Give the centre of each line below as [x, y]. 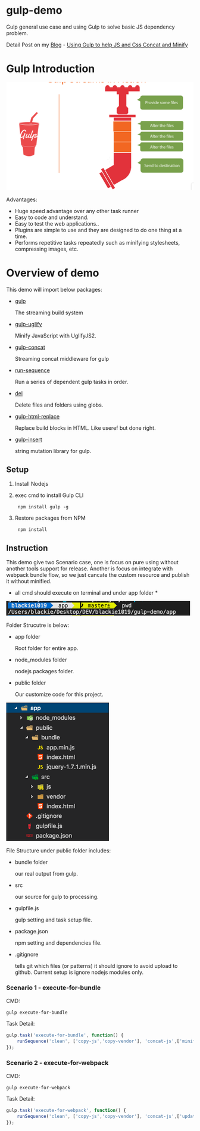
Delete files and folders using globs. [59, 405]
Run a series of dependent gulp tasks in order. [71, 382]
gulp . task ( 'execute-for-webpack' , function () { [66, 1110]
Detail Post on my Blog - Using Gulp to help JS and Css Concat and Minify [97, 45]
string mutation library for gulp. [53, 451]
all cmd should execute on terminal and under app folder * [86, 593]
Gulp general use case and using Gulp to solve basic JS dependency [90, 27]
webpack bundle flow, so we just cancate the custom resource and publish [98, 575]
